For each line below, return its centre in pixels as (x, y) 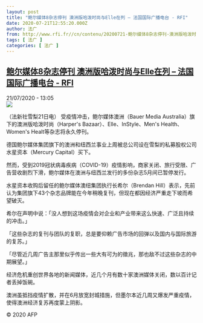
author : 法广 (22, 29)
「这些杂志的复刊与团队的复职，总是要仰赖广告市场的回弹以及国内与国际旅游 (101, 233)
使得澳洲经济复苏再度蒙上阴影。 (46, 302)
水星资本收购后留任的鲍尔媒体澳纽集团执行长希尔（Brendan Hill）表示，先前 (101, 185)
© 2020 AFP (22, 315)
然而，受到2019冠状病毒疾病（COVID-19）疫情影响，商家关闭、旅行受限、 (99, 165)
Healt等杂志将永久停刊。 (62, 131)
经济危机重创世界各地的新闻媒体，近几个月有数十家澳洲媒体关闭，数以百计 (99, 274)
